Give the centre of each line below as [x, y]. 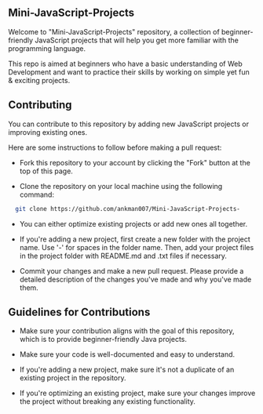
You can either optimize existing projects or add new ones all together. [133, 223]
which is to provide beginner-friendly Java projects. [103, 340]
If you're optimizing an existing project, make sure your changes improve [137, 393]
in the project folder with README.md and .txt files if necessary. [123, 256]
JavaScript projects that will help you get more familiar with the [137, 40]
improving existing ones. [48, 132]
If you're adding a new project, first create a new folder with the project [135, 239]
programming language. [47, 48]
